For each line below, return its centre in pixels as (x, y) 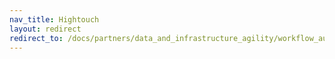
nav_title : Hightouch (54, 19)
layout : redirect (45, 29)
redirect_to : (36, 38)
